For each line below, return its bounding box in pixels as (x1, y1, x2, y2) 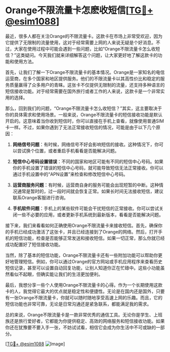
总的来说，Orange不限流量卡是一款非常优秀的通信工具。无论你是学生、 (5, 311, 154, 318)
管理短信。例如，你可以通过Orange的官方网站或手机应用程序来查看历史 (14, 258, 163, 264)
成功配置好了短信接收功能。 (5, 241, 63, 247)
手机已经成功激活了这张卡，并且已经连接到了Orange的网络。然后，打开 (9, 228, 158, 234)
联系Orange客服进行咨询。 (12, 194, 68, 201)
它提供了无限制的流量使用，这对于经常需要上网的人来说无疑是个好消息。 (5, 39, 156, 46)
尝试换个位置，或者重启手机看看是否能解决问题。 (17, 147, 119, 153)
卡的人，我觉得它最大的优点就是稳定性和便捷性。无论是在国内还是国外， (5, 288, 156, 294)
